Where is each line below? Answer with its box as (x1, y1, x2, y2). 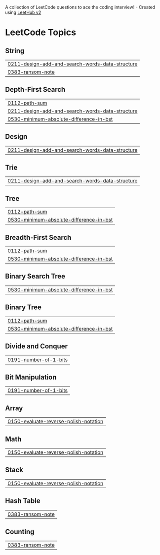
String (5, 47, 25, 55)
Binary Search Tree (5, 272, 66, 280)
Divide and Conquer (5, 342, 68, 351)
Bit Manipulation (5, 373, 57, 381)
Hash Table (5, 497, 40, 505)
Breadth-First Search (5, 233, 72, 242)
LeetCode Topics (5, 27, 77, 38)
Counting (5, 527, 35, 536)
